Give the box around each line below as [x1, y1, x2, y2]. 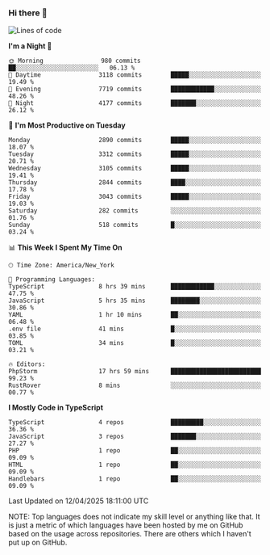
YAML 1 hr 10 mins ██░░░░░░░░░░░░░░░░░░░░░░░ [8, 311, 262, 319]
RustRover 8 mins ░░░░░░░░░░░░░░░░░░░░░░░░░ [8, 381, 262, 390]
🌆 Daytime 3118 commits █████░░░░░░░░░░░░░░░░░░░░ [8, 71, 262, 79]
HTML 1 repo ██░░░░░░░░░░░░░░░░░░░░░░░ [8, 460, 262, 469]
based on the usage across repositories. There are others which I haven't [8, 529, 251, 539]
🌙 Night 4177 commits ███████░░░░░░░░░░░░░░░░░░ [8, 99, 262, 107]
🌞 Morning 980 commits [8, 57, 141, 65]
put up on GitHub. [8, 537, 68, 548]
